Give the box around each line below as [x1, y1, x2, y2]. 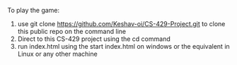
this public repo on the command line [17, 28, 126, 35]
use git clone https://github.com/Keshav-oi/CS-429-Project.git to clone [17, 20, 226, 28]
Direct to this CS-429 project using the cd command [17, 35, 171, 43]
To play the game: [7, 6, 60, 14]
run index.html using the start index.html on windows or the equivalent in [17, 42, 230, 50]
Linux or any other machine [17, 49, 98, 58]
